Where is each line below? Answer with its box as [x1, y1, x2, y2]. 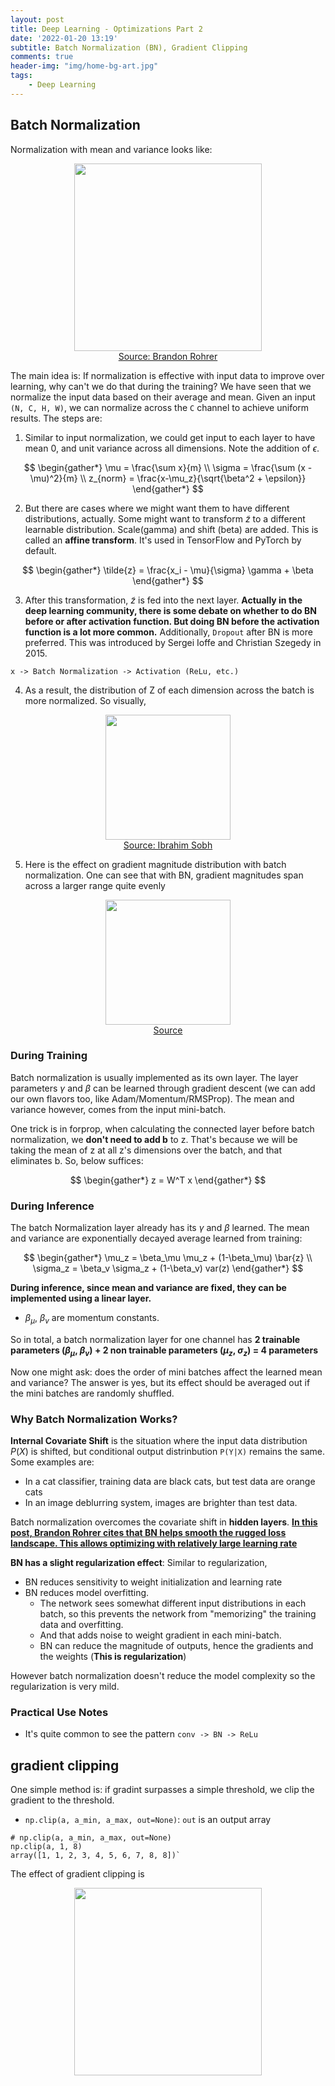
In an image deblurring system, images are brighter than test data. [24, 1497, 298, 1509]
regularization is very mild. [10, 1681, 120, 1693]
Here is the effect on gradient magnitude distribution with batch [24, 858, 287, 870]
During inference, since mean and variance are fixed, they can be [10, 1282, 287, 1294]
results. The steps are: [10, 412, 103, 424]
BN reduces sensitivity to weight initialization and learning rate [24, 1576, 283, 1588]
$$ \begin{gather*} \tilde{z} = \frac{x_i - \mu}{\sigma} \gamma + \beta [22, 564, 314, 576]
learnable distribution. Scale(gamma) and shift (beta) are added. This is [24, 523, 319, 535]
